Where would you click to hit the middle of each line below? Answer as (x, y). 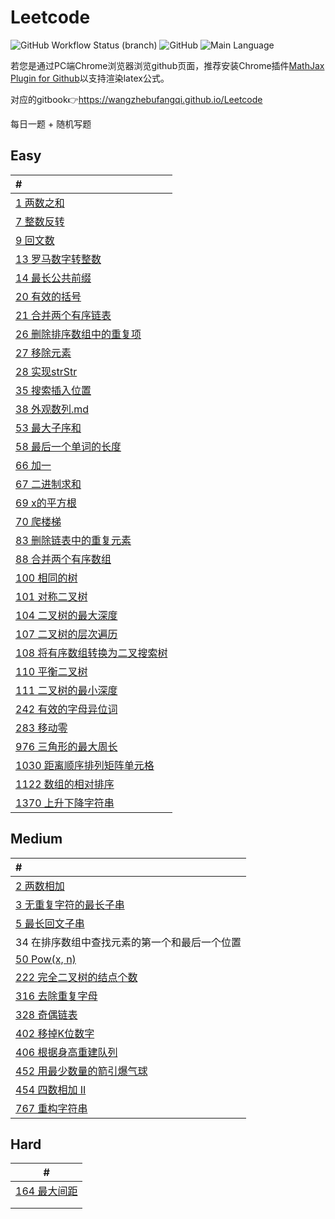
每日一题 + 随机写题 (51, 123)
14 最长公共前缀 (53, 278)
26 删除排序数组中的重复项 (78, 334)
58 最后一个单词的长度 (68, 446)
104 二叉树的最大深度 (66, 615)
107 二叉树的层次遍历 (66, 634)
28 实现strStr (46, 371)
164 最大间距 (46, 1191)
